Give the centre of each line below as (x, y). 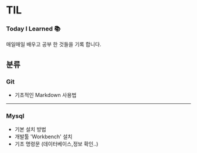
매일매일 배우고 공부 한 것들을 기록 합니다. (54, 44)
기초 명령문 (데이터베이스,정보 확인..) (56, 144)
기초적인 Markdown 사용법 (45, 95)
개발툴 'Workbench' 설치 (43, 137)
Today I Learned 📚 (33, 29)
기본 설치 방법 (30, 130)
